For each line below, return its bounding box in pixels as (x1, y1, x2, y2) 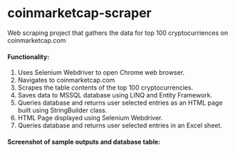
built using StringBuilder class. (17, 106, 108, 115)
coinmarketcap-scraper (7, 5, 152, 21)
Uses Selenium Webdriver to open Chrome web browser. (17, 68, 185, 77)
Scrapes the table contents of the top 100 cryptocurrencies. (17, 83, 194, 92)
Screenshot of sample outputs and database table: (7, 137, 161, 146)
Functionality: (7, 52, 50, 61)
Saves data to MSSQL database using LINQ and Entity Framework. (17, 91, 212, 100)
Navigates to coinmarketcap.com (17, 76, 115, 85)
